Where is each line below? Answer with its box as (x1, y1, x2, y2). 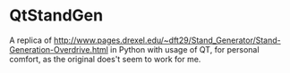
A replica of (9, 35, 52, 45)
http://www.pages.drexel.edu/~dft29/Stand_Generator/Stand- (53, 35, 281, 45)
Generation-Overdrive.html (9, 44, 109, 54)
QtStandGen (9, 5, 104, 26)
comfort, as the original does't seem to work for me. (9, 53, 201, 64)
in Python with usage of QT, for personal (110, 44, 260, 54)
